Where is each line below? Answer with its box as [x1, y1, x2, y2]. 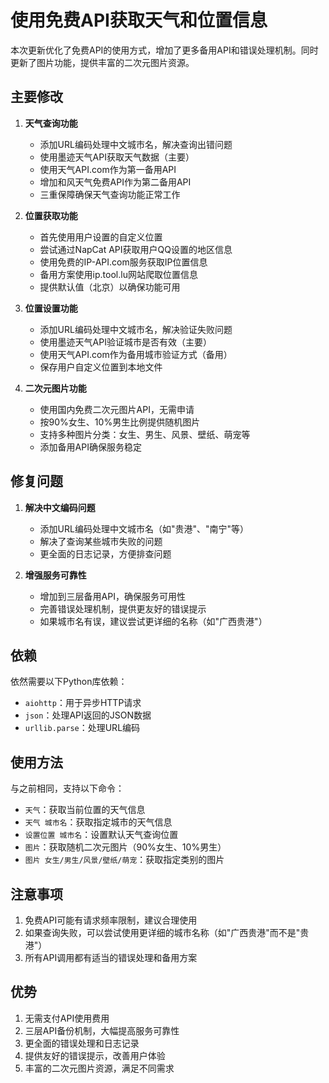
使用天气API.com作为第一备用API [39, 163, 177, 175]
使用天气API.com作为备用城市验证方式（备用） [39, 348, 233, 360]
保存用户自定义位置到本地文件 [39, 361, 163, 373]
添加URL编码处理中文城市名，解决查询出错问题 [39, 138, 233, 150]
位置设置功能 [24, 302, 78, 314]
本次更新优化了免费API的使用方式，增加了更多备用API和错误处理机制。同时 [10, 44, 319, 56]
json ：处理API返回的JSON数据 [24, 709, 152, 721]
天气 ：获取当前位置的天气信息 [24, 804, 146, 816]
